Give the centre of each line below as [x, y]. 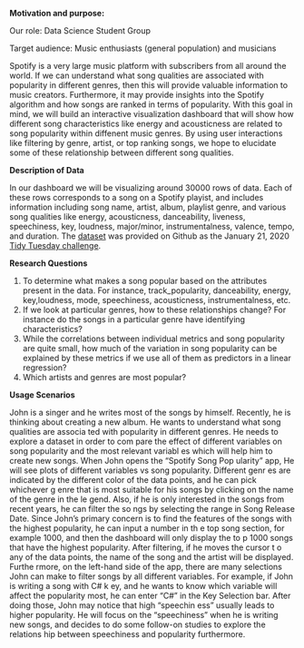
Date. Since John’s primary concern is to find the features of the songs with [151, 518]
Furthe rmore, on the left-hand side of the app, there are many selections [146, 567]
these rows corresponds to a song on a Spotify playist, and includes [137, 197]
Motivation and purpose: [57, 13]
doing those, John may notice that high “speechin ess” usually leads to [142, 605]
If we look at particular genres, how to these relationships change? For [154, 309]
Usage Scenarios [42, 395]
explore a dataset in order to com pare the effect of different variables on [146, 441]
